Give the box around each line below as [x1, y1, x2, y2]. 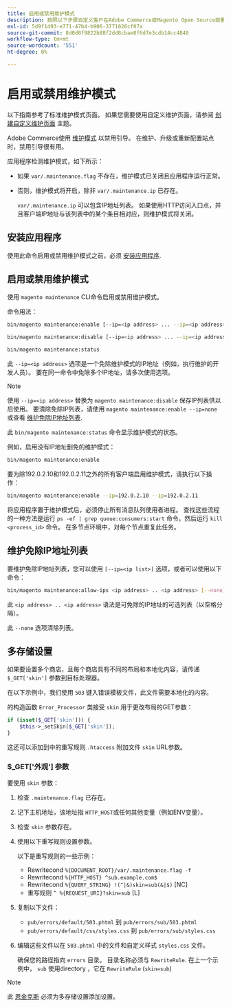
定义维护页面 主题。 [19, 119, 76, 128]
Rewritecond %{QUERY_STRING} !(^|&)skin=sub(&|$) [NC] [27, 880, 188, 889]
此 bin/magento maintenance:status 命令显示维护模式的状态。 [7, 428, 181, 436]
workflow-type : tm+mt [7, 36, 69, 43]
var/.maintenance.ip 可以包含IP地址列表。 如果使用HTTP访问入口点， [16, 201, 215, 209]
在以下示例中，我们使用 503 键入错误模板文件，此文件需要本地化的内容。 [7, 689, 213, 697]
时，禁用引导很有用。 [7, 142, 67, 150]
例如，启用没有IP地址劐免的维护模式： [7, 443, 115, 451]
